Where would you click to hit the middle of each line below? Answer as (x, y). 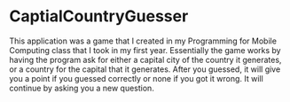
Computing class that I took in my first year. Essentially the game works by (145, 50)
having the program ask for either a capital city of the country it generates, (145, 59)
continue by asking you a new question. (82, 88)
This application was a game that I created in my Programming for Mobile (143, 41)
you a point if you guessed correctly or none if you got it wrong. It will (136, 78)
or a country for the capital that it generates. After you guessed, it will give (145, 69)
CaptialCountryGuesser (99, 16)
